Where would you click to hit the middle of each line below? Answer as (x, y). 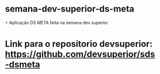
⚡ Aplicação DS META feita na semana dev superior (56, 22)
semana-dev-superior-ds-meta (70, 9)
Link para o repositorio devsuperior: (79, 44)
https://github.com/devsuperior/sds (80, 54)
